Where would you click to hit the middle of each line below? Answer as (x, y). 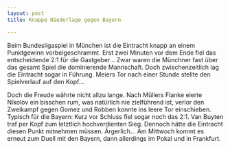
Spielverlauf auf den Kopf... (46, 81)
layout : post (26, 13)
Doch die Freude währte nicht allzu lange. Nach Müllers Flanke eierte (105, 95)
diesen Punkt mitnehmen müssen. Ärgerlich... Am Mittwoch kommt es (106, 131)
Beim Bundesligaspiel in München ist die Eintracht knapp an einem (101, 45)
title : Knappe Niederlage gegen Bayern (64, 20)
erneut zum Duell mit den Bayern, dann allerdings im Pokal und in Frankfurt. (114, 138)
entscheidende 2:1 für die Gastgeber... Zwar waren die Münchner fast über (113, 59)
